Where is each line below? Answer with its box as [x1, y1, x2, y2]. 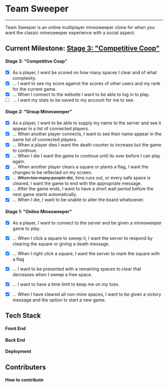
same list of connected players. [12, 136, 77, 143]
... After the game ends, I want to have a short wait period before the [12, 186, 153, 192]
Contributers [5, 363, 46, 371]
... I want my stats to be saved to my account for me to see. [12, 97, 135, 103]
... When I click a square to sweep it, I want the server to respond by [12, 235, 153, 241]
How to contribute [5, 377, 44, 383]
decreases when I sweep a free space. [12, 271, 92, 277]
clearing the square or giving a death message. [12, 241, 110, 247]
